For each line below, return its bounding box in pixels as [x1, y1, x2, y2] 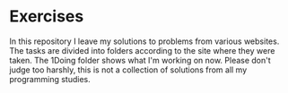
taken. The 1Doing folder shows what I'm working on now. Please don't [9, 55, 271, 65]
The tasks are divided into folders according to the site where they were [9, 45, 275, 55]
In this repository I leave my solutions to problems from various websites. [9, 36, 280, 46]
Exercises [9, 6, 84, 27]
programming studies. [9, 73, 92, 84]
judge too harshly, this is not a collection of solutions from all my [9, 64, 248, 75]
